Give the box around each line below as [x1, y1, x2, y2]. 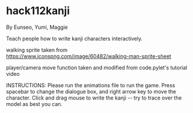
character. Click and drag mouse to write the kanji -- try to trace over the [6, 94, 182, 101]
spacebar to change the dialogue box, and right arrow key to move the [6, 88, 177, 95]
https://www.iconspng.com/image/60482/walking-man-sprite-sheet [6, 52, 171, 59]
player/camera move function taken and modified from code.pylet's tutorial [6, 64, 188, 71]
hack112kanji [6, 4, 70, 18]
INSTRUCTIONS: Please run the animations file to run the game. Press [6, 81, 175, 89]
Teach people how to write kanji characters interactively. [6, 35, 143, 42]
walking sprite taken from [6, 46, 68, 54]
